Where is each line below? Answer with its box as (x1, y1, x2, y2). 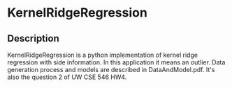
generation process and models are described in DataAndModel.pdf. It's (7, 66, 215, 73)
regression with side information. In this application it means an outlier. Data (7, 58, 226, 67)
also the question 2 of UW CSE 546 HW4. (7, 73, 127, 81)
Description (7, 33, 59, 44)
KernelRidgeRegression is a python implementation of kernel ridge (7, 51, 198, 59)
